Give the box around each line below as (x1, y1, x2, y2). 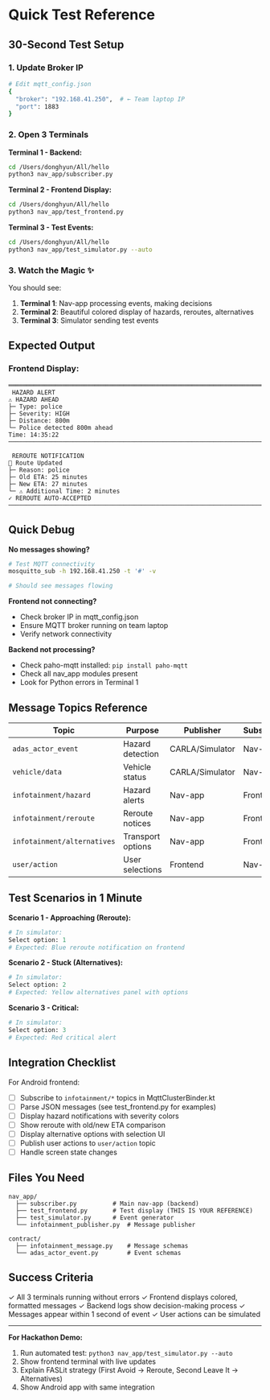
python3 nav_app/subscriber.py (8, 171, 113, 179)
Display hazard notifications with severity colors (19, 1111, 179, 1121)
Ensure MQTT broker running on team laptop (19, 621, 169, 630)
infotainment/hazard (12, 791, 91, 800)
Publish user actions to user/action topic (19, 1138, 157, 1148)
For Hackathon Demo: (8, 1332, 83, 1342)
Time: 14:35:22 (8, 431, 59, 439)
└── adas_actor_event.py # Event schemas (15, 1249, 182, 1257)
